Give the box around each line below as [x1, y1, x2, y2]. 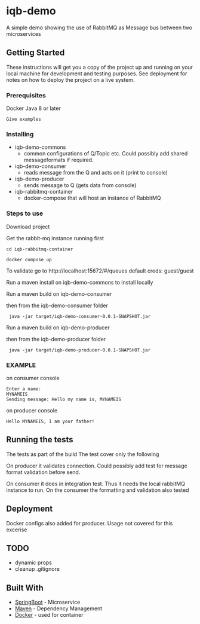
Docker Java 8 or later [6, 105, 61, 112]
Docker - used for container [14, 611, 84, 619]
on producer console [6, 406, 58, 414]
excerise [6, 526, 27, 533]
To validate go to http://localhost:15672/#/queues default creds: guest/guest [6, 267, 194, 274]
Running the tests [6, 435, 73, 445]
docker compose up [6, 256, 52, 262]
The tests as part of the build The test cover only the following [6, 450, 159, 458]
